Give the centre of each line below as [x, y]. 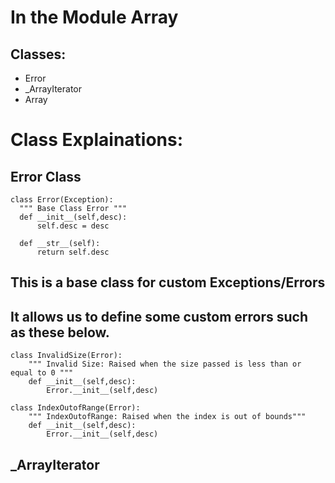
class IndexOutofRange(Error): [75, 408]
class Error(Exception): [62, 200]
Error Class [46, 176]
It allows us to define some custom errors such [159, 316]
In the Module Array [94, 17]
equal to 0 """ [42, 373]
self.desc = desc [73, 226]
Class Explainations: [97, 140]
